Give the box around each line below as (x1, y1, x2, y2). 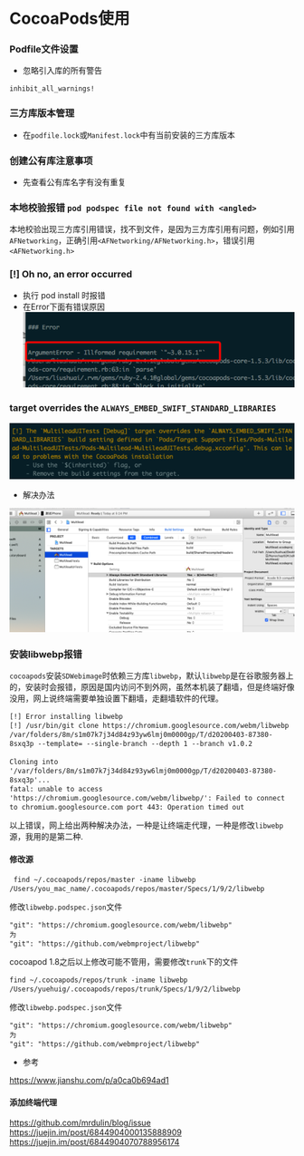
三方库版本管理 (9, 107, 75, 120)
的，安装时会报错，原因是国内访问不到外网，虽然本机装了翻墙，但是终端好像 (9, 681, 295, 692)
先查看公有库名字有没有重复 (22, 177, 127, 188)
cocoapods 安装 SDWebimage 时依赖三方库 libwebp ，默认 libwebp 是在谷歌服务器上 (9, 670, 294, 681)
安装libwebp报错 (9, 647, 83, 660)
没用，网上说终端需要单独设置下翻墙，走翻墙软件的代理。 (9, 693, 223, 704)
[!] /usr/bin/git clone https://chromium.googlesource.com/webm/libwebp (9, 721, 290, 730)
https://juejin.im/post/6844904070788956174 (9, 1137, 180, 1148)
